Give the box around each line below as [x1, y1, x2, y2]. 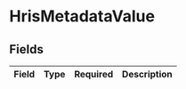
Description [121, 69, 174, 80]
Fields [9, 42, 44, 57]
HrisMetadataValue [9, 6, 156, 27]
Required [74, 69, 114, 80]
